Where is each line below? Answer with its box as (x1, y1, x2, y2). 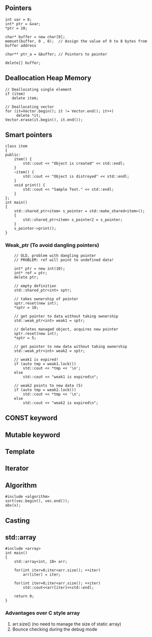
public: (5, 152, 21, 157)
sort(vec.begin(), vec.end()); (5, 498, 70, 504)
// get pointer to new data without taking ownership (14, 344, 127, 349)
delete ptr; (14, 275, 39, 280)
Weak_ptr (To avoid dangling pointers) (5, 242, 100, 249)
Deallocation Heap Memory (5, 74, 92, 82)
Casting (5, 516, 30, 525)
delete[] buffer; (5, 60, 41, 65)
